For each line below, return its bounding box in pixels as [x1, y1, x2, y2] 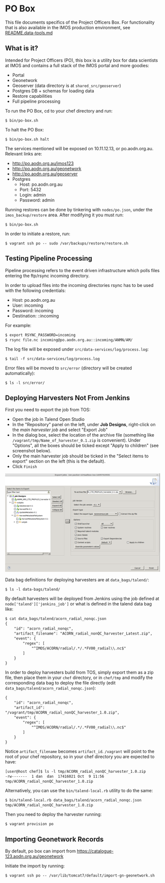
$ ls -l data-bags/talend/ [5, 587, 60, 592]
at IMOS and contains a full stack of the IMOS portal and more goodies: [5, 62, 149, 68]
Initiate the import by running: [5, 863, 65, 869]
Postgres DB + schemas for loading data [12, 87, 94, 94]
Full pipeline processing [12, 98, 60, 104]
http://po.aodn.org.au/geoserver [12, 171, 78, 177]
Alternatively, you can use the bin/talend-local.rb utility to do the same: [5, 788, 153, 794]
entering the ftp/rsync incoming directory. [5, 273, 90, 279]
